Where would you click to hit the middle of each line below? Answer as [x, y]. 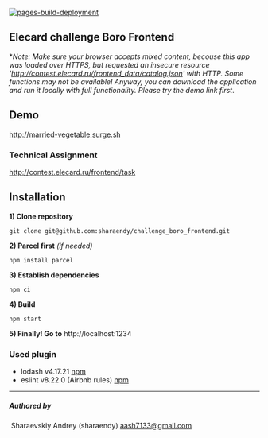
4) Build [22, 304]
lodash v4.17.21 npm [53, 372]
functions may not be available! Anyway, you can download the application [133, 81]
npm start [25, 319]
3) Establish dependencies [54, 275]
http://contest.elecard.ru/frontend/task [72, 172]
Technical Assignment [53, 155]
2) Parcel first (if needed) [51, 246]
